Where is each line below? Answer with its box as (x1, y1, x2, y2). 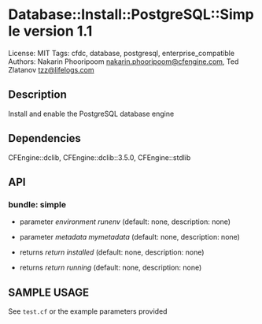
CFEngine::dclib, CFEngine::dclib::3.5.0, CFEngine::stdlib (8, 152, 191, 162)
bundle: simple (8, 199, 67, 210)
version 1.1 (23, 22, 93, 40)
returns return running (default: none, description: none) (19, 263, 202, 273)
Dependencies (8, 132, 81, 145)
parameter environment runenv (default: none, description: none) (19, 217, 231, 226)
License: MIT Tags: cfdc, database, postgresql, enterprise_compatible (8, 48, 234, 58)
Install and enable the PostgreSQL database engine (8, 109, 175, 118)
